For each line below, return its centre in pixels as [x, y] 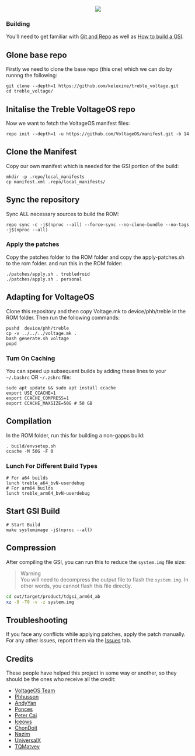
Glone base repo [36, 55]
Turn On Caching [31, 358]
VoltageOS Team [35, 690]
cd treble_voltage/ [30, 91]
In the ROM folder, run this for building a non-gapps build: [75, 435]
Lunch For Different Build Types [52, 466]
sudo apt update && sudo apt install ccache [61, 388]
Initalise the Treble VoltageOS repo [71, 109]
